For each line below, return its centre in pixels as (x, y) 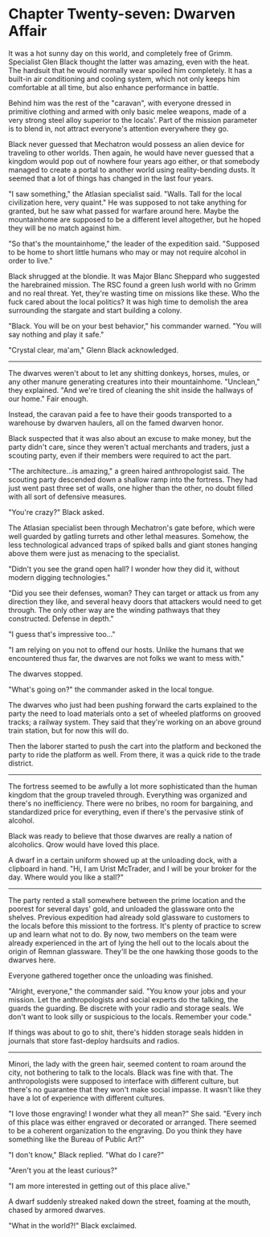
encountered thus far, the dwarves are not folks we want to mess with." (126, 658)
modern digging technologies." (59, 577)
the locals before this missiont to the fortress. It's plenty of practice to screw (135, 925)
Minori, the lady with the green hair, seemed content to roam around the (127, 1063)
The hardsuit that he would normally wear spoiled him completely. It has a (131, 70)
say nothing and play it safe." (56, 334)
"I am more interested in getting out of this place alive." (99, 1186)
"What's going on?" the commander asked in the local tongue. (111, 689)
